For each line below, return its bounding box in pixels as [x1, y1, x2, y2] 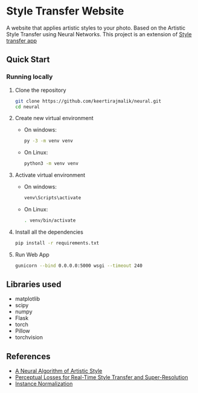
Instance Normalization [14, 380, 73, 388]
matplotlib [14, 295, 40, 302]
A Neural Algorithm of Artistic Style [14, 367, 103, 375]
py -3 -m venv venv [24, 138, 74, 144]
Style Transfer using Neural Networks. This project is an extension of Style [6, 30, 192, 37]
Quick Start [6, 54, 50, 65]
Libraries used [6, 280, 62, 290]
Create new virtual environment [14, 115, 94, 122]
